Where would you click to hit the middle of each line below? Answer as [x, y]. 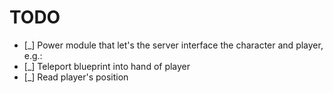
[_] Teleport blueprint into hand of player [107, 66]
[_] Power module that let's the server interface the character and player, [173, 45]
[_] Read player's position [76, 77]
